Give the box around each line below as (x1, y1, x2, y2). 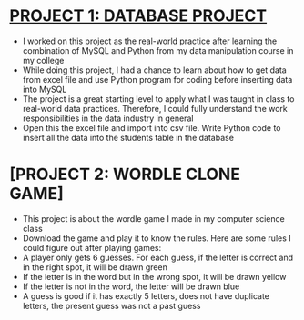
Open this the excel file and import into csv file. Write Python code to (22, 122, 281, 133)
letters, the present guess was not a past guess (22, 300, 201, 311)
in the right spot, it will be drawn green (22, 261, 168, 273)
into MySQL (22, 84, 67, 95)
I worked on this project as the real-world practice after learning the (22, 35, 278, 46)
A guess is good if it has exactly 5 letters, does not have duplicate (22, 290, 270, 301)
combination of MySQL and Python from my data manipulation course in (22, 45, 294, 55)
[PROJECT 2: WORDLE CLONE (9, 165, 241, 185)
